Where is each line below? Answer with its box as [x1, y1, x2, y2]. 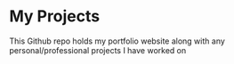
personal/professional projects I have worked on [9, 44, 187, 55]
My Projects [9, 6, 101, 27]
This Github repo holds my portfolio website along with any [9, 36, 225, 46]
